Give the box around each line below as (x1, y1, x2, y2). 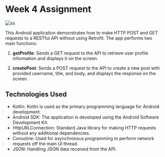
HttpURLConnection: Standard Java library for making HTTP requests (12, 124, 156, 130)
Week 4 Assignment (5, 3, 92, 15)
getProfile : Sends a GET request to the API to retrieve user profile (12, 50, 148, 56)
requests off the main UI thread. (12, 140, 79, 146)
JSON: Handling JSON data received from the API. (12, 146, 117, 152)
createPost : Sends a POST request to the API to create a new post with (12, 65, 160, 71)
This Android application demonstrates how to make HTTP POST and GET (5, 29, 158, 35)
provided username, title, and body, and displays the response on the (12, 70, 156, 76)
